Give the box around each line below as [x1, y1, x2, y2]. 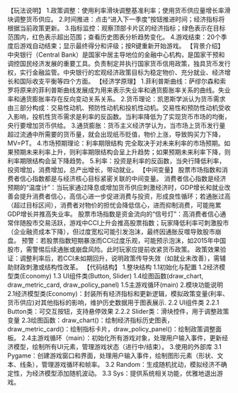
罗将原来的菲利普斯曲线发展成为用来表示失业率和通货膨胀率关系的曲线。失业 [7, 86, 231, 94]
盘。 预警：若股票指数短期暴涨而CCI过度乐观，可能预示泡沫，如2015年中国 [7, 237, 227, 244]
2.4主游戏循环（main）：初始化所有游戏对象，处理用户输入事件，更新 [21, 334, 222, 342]
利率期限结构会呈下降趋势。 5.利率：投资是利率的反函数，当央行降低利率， [7, 156, 225, 165]
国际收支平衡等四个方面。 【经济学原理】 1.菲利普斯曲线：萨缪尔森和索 [19, 77, 227, 85]
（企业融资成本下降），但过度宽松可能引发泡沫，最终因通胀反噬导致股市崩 [7, 227, 222, 236]
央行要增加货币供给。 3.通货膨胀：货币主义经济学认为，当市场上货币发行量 [7, 121, 226, 130]
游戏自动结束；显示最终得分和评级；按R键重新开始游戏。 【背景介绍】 [19, 42, 225, 50]
